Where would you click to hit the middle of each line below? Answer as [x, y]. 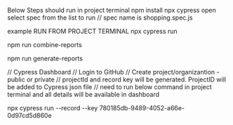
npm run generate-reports [45, 58]
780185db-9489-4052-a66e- [142, 108]
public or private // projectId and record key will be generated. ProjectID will [117, 79]
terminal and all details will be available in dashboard [84, 94]
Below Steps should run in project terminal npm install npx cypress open [112, 10]
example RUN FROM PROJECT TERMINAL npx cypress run [92, 31]
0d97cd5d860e [29, 116]
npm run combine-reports [45, 45]
